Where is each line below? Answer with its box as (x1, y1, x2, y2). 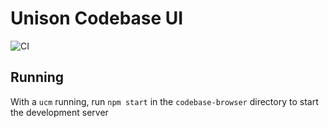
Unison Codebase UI (10, 7, 184, 30)
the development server (10, 106, 109, 118)
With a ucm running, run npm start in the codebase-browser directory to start (10, 95, 319, 107)
